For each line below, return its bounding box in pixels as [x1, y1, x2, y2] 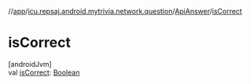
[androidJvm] [8, 59, 53, 68]
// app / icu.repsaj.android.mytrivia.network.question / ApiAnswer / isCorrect [8, 7, 242, 16]
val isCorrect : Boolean [8, 68, 80, 77]
